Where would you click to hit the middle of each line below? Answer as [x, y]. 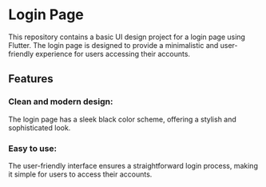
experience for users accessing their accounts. [113, 54]
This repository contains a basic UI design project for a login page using [127, 37]
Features [31, 79]
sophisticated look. [40, 127]
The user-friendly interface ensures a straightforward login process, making [133, 165]
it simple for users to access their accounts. [80, 174]
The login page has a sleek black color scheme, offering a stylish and [123, 119]
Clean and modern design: [61, 101]
